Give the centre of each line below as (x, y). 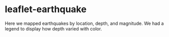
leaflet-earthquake (46, 9)
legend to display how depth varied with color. (53, 28)
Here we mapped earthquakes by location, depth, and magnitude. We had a (84, 23)
